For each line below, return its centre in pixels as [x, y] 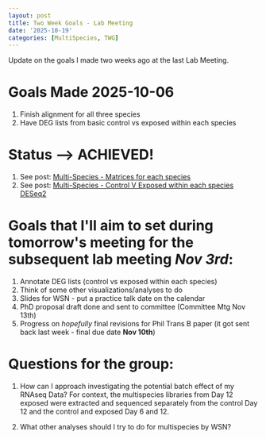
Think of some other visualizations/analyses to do [101, 290]
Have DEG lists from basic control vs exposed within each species [128, 123]
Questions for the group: [91, 364]
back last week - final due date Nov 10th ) [88, 332]
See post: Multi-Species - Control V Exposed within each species [127, 185]
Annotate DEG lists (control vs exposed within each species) [118, 282]
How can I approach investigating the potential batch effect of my [127, 386]
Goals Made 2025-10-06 [91, 92]
